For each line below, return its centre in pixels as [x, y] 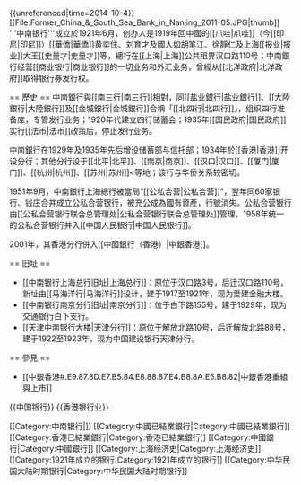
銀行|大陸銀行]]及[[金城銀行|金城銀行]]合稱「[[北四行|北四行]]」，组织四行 [143, 108]
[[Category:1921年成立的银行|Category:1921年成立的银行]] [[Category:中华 [146, 460]
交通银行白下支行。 [58, 316]
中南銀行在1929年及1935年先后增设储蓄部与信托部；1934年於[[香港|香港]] [145, 150]
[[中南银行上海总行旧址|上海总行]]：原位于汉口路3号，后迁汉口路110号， [155, 282]
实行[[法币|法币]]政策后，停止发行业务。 [83, 131]
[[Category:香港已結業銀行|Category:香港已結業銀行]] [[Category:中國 [138, 437]
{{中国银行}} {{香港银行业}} [59, 407]
